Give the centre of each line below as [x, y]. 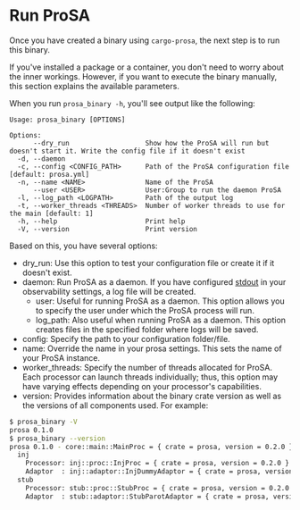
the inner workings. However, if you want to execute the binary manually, [143, 76]
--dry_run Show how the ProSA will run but [151, 143]
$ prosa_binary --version [57, 439]
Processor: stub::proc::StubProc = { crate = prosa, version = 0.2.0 [158, 488]
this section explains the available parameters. [95, 86]
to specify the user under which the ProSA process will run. [145, 310]
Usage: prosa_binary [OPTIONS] [67, 120]
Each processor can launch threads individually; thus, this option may [150, 377]
